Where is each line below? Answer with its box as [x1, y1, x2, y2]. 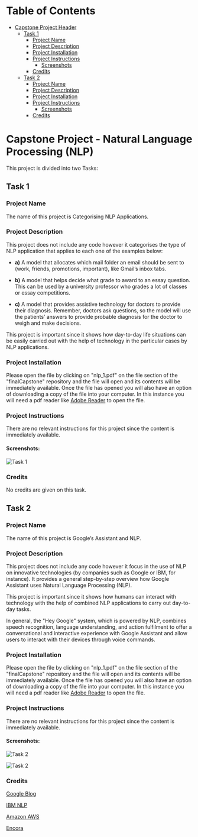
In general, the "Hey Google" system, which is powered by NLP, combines [6, 617, 187, 624]
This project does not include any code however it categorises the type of [6, 241, 186, 248]
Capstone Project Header [14, 24, 77, 31]
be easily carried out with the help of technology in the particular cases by [6, 337, 187, 344]
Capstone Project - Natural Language [6, 133, 193, 146]
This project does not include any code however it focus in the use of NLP [6, 563, 186, 570]
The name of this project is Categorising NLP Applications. [6, 213, 149, 220]
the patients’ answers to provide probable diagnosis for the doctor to [14, 313, 183, 320]
